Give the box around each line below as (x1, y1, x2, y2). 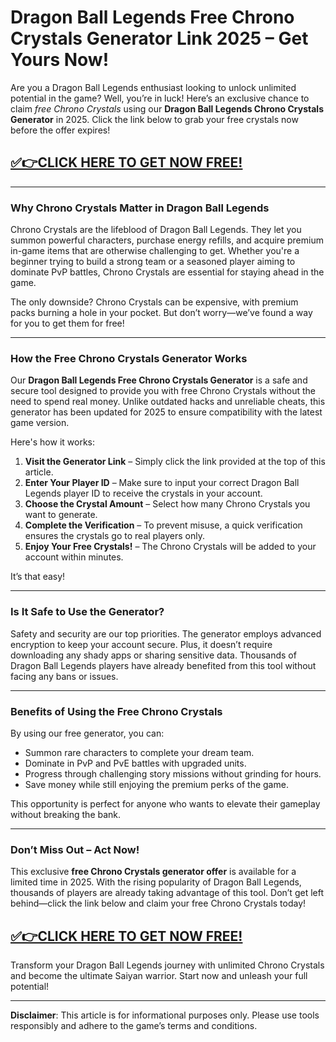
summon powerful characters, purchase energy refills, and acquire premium (10, 234, 324, 246)
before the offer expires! (10, 124, 111, 136)
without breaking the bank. (10, 808, 122, 820)
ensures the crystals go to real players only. (24, 530, 205, 542)
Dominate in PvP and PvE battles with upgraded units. (24, 757, 247, 769)
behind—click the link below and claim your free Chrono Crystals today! (10, 897, 307, 910)
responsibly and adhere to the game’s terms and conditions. (10, 1020, 258, 1032)
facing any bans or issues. (10, 670, 119, 682)
